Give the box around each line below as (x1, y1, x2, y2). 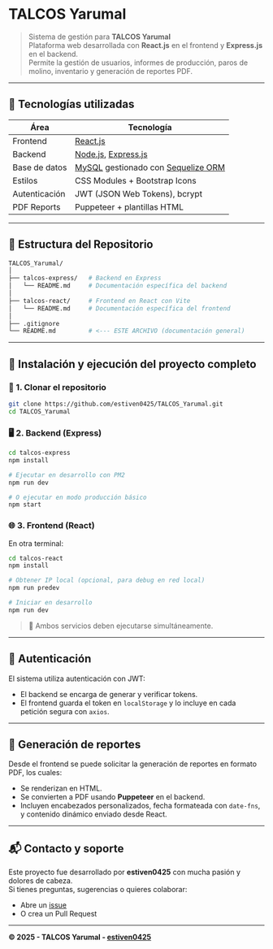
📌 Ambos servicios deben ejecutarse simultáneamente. (28, 621, 214, 630)
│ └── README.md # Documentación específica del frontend (8, 304, 231, 313)
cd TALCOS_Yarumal (8, 407, 71, 415)
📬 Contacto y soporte (8, 842, 124, 856)
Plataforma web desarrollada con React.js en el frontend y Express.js (28, 40, 262, 50)
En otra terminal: (8, 538, 63, 548)
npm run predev (8, 584, 60, 592)
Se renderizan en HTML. (19, 783, 103, 793)
